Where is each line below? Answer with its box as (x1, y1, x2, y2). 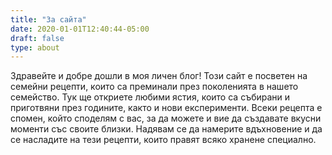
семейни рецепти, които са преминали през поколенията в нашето (10, 81, 299, 93)
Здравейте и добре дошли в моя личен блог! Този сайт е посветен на (10, 70, 308, 82)
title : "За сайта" (10, 14, 87, 25)
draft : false (10, 33, 65, 43)
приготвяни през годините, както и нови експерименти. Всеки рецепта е (10, 102, 323, 114)
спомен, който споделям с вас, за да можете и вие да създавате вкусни (10, 112, 322, 125)
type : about (10, 42, 60, 53)
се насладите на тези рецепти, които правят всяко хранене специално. (10, 134, 317, 146)
